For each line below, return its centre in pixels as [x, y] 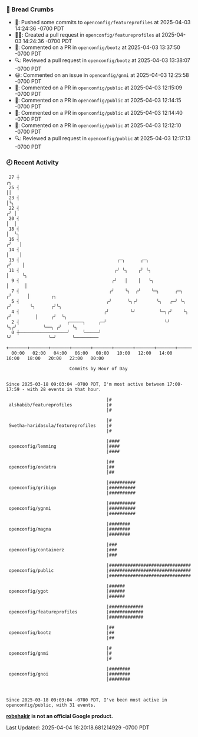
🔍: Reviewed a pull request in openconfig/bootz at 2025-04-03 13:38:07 [102, 60]
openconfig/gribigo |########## [72, 487]
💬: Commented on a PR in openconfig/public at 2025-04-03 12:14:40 [98, 113]
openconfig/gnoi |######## [70, 674]
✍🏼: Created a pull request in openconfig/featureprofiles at [88, 35]
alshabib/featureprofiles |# [60, 405]
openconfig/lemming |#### [64, 446]
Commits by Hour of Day [98, 368]
